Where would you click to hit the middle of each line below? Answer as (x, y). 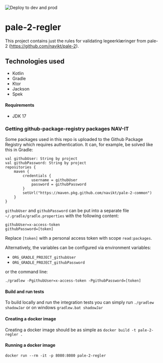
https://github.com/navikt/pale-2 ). (45, 46)
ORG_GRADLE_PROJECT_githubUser (44, 258)
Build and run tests (25, 292)
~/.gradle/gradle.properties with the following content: (62, 216)
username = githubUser (54, 180)
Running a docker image (30, 345)
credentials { (37, 176)
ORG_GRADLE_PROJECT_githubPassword (48, 263)
